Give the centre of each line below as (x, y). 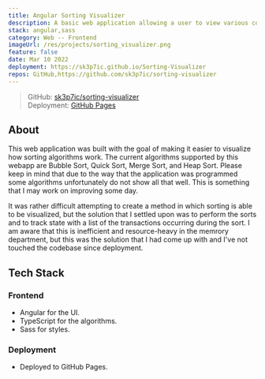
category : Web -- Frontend (52, 38)
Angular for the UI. (50, 313)
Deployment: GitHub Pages (71, 105)
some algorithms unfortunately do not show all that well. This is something (129, 182)
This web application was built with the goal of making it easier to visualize (129, 149)
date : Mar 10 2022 (38, 60)
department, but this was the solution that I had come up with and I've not (128, 240)
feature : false (33, 52)
